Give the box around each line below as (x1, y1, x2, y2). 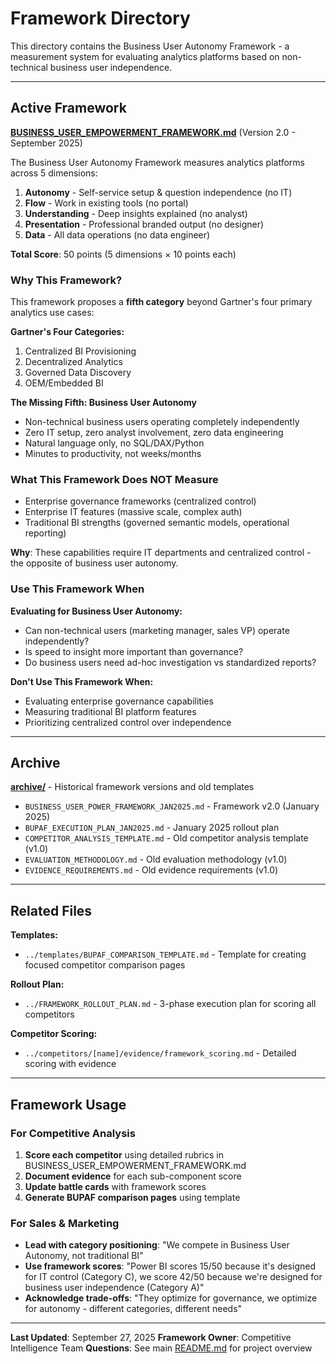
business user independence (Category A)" (24, 1282, 205, 1294)
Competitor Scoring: (10, 1028, 98, 1040)
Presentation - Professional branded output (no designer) (24, 218, 265, 230)
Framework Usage (10, 1096, 127, 1113)
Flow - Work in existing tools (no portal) (24, 197, 189, 209)
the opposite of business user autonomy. (10, 557, 179, 569)
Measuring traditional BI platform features (24, 705, 197, 717)
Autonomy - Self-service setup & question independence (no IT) (24, 186, 293, 198)
